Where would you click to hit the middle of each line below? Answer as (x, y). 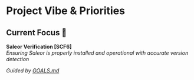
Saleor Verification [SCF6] (39, 46)
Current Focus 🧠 (37, 33)
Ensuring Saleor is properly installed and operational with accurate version (97, 53)
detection (18, 59)
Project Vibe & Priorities (66, 11)
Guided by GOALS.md (33, 71)
